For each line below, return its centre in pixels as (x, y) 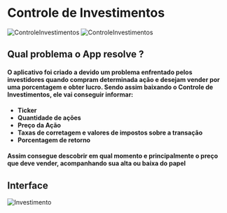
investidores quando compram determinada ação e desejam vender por (114, 79)
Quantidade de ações (49, 118)
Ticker (27, 110)
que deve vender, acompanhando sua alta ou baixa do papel (97, 163)
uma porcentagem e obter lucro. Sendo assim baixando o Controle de (110, 87)
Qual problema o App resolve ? (76, 54)
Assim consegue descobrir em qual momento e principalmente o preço (113, 156)
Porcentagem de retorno (54, 140)
